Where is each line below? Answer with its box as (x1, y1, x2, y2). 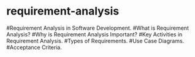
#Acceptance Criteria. (6, 44, 63, 51)
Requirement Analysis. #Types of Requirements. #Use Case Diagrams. (6, 37, 185, 44)
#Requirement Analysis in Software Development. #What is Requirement (6, 24, 189, 32)
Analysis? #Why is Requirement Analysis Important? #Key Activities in (6, 30, 183, 38)
